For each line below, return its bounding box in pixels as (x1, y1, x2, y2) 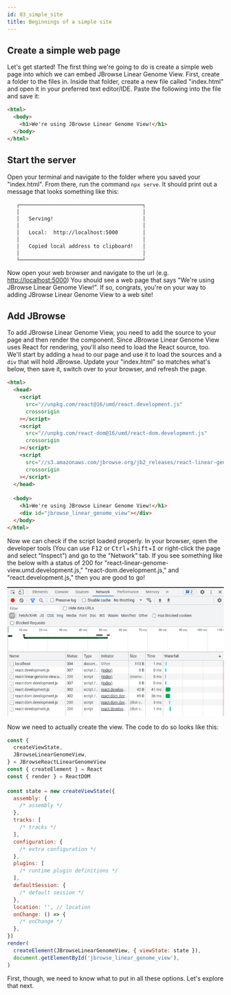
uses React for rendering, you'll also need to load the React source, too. (7, 343, 211, 351)
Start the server (7, 155, 77, 166)
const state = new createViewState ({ (7, 787, 115, 794)
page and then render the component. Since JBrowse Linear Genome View (7, 336, 220, 344)
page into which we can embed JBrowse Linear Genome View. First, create (7, 70, 220, 78)
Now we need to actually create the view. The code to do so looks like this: (7, 723, 219, 731)
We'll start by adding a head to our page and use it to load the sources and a (7, 351, 222, 359)
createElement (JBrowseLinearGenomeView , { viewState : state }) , (13, 947, 201, 954)
